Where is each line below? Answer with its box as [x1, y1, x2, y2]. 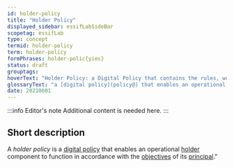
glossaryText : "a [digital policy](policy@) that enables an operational [7, 81, 226, 88]
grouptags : [7, 68, 39, 75]
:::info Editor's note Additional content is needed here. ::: [7, 107, 169, 115]
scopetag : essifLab [7, 29, 64, 37]
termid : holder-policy [7, 42, 73, 49]
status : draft [7, 62, 49, 69]
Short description [7, 126, 86, 139]
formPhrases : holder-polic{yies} [7, 55, 104, 62]
